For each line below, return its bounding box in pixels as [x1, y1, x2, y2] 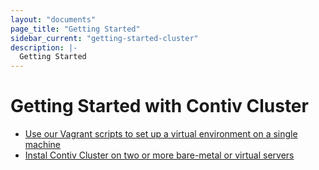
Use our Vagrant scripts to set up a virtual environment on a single [24, 128, 298, 140]
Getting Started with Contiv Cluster [10, 95, 309, 118]
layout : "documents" [10, 14, 97, 25]
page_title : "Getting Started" [10, 24, 141, 34]
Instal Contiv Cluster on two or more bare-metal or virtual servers [24, 149, 295, 161]
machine [24, 139, 62, 151]
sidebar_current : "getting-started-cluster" [10, 33, 199, 43]
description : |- [10, 42, 78, 53]
